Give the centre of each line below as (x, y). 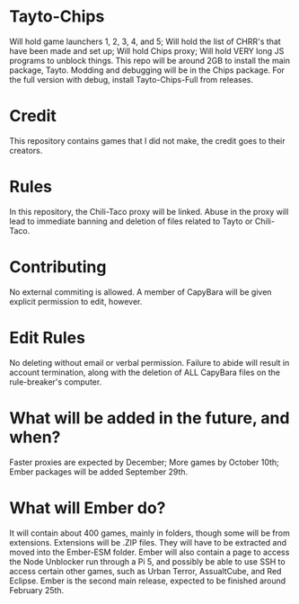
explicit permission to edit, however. (76, 301)
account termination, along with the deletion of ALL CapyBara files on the (145, 372)
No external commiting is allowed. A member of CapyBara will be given (141, 292)
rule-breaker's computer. (56, 382)
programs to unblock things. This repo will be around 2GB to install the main (149, 60)
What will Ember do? (88, 507)
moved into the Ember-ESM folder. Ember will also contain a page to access (149, 552)
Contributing (58, 267)
